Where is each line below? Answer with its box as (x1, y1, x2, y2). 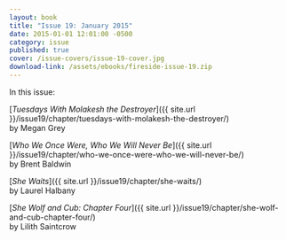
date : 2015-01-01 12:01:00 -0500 (9, 29, 133, 38)
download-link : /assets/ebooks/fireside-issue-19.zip (9, 63, 213, 72)
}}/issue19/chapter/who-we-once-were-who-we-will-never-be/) (9, 149, 244, 159)
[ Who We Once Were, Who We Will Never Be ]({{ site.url (9, 139, 212, 151)
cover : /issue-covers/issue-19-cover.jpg (9, 54, 165, 63)
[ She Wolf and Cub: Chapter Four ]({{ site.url (9, 202, 171, 213)
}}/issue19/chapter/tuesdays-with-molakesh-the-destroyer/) (9, 112, 229, 124)
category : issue (9, 37, 69, 47)
